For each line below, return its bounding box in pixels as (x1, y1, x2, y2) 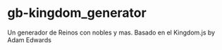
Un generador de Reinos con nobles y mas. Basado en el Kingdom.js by (7, 28, 216, 37)
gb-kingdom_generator (7, 5, 147, 21)
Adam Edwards (7, 35, 51, 44)
